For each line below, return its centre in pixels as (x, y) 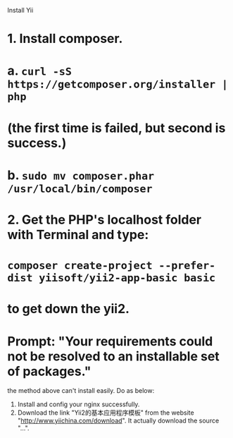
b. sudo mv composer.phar (81, 175)
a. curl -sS (40, 71)
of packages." (49, 371)
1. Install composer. (65, 39)
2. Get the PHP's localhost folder (105, 220)
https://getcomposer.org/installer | (118, 84)
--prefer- (187, 266)
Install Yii (20, 10)
